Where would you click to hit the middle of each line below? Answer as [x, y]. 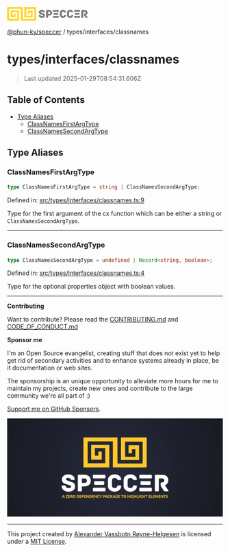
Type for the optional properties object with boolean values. [91, 287]
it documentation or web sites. [50, 368]
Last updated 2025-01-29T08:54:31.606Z [82, 78]
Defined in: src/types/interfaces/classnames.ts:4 [76, 273]
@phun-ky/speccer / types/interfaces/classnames [78, 32]
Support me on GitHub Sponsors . [54, 409]
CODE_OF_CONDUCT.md [43, 327]
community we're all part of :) [49, 396]
